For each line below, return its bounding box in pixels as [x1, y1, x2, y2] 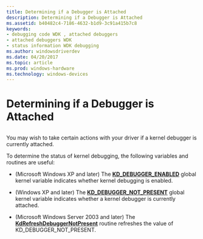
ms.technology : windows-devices [6, 71, 88, 77]
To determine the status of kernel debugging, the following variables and [6, 152, 188, 160]
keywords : [6, 25, 32, 32]
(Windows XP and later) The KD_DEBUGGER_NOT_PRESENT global [15, 189, 185, 196]
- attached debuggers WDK [6, 37, 72, 43]
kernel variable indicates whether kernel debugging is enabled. [15, 177, 173, 184]
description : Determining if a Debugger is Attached [6, 15, 143, 21]
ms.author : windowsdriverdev [6, 49, 80, 55]
